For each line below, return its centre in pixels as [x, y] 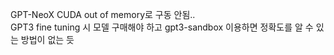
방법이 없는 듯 [47, 39]
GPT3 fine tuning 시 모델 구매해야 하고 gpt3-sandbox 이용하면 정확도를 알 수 [162, 27]
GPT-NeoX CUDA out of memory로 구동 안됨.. [103, 14]
